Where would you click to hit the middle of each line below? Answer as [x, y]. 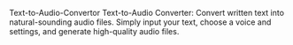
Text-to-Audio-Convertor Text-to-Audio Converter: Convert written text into [147, 13]
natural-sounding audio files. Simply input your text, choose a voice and [140, 22]
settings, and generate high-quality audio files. [94, 31]
